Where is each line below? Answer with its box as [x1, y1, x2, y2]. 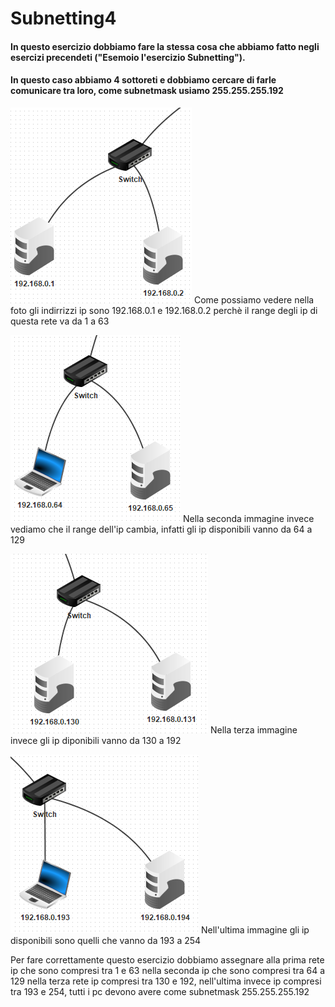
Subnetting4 [10, 7, 117, 30]
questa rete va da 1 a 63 [10, 315, 110, 327]
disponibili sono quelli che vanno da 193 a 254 [10, 934, 202, 946]
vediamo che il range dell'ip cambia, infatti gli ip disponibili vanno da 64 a [10, 523, 313, 535]
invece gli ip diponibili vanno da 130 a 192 [10, 734, 182, 746]
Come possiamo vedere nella [193, 293, 315, 306]
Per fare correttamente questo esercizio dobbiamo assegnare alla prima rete [10, 953, 325, 966]
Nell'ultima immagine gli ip [200, 923, 310, 936]
